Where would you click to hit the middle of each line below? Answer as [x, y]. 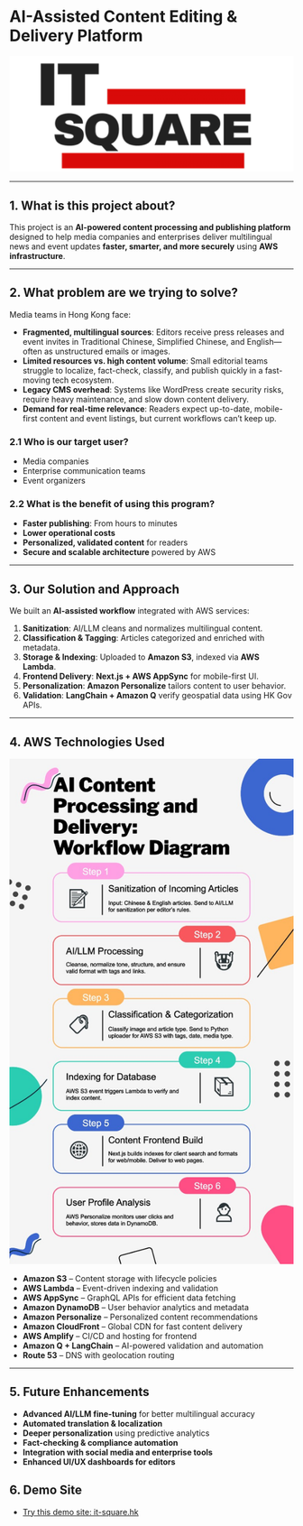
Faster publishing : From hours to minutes [100, 523]
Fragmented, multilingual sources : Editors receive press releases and [153, 332]
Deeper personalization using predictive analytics [116, 1433]
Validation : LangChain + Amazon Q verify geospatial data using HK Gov [157, 696]
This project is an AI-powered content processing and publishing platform [150, 227]
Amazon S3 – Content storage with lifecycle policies [119, 1279]
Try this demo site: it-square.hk [81, 1512]
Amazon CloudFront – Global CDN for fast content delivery [133, 1327]
